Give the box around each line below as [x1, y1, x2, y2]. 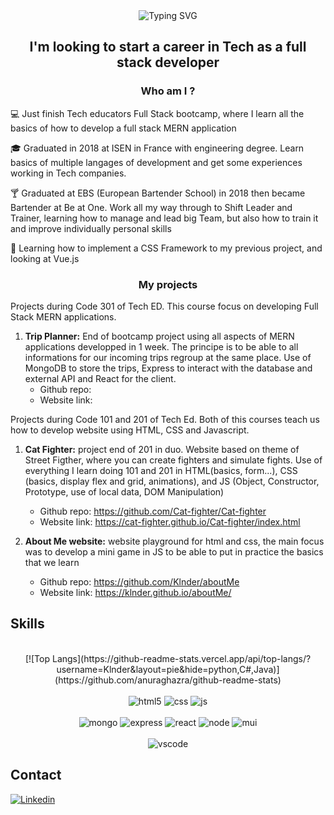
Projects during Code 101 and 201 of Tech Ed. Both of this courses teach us [10, 413, 320, 425]
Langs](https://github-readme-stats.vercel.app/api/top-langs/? [51, 652, 312, 664]
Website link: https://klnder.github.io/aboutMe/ [39, 586, 232, 598]
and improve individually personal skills [10, 222, 172, 234]
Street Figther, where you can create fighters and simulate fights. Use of [24, 454, 323, 466]
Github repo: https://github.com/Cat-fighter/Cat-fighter [39, 505, 267, 517]
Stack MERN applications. [10, 310, 117, 323]
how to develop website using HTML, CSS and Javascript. [10, 424, 250, 436]
